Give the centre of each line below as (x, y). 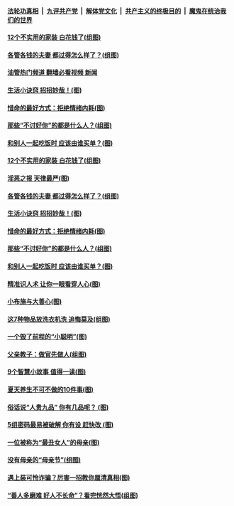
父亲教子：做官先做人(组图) (47, 354)
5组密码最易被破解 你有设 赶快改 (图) (61, 425)
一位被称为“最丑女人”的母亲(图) (54, 442)
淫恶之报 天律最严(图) (38, 178)
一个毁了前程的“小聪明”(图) (47, 337)
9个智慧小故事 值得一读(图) (47, 372)
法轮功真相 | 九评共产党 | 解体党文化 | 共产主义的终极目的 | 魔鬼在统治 (114, 11)
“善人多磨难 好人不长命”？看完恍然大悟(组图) (73, 495)
